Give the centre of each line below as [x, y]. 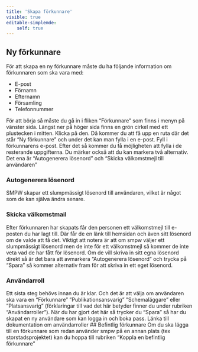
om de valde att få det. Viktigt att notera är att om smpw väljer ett [85, 240]
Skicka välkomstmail [36, 215]
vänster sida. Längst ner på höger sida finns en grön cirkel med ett [87, 127]
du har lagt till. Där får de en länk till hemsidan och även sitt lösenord [108, 234]
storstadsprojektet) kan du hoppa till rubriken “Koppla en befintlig [86, 337]
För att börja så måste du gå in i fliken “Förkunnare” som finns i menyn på [95, 121]
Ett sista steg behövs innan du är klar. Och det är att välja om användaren [95, 293]
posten [15, 234]
